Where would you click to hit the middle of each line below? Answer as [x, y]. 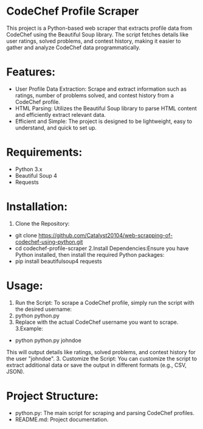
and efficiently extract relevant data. [60, 114]
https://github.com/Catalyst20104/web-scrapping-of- [106, 235]
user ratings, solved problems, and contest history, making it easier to [94, 41]
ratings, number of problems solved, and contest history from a [95, 95]
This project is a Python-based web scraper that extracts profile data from [99, 28]
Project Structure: [52, 396]
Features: [31, 72]
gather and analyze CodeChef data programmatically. [74, 47]
